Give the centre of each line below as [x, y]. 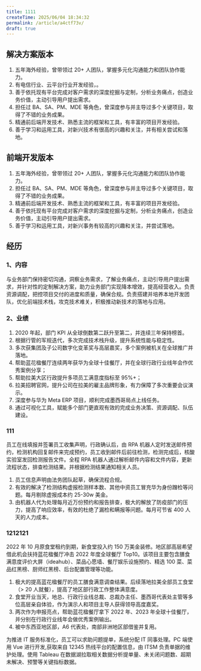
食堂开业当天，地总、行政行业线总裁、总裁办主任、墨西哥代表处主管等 [101, 597]
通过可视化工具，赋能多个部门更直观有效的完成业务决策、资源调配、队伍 [104, 407]
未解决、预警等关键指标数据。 [43, 662]
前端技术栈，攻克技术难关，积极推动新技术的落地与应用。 [98, 301]
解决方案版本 [30, 54]
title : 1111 [21, 12]
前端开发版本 [30, 158]
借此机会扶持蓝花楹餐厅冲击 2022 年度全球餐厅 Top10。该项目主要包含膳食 [98, 554]
